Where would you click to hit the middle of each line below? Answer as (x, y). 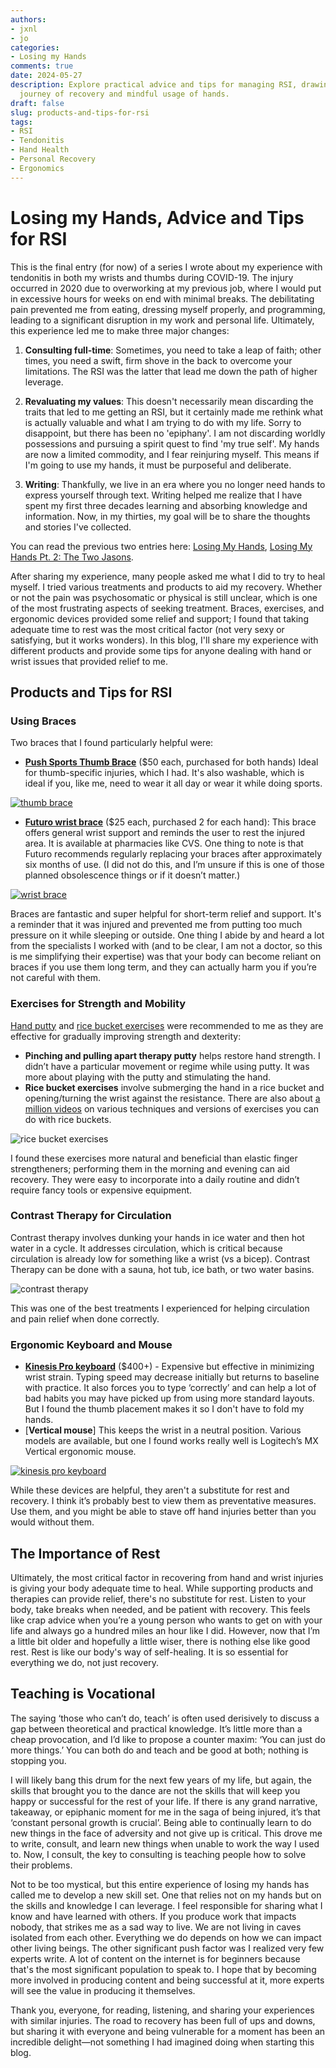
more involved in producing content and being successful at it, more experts (167, 1980)
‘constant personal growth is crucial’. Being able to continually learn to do (161, 1822)
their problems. (41, 1865)
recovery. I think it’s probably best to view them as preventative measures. (163, 1501)
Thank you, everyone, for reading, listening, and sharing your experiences (162, 2010)
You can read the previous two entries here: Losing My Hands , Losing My (161, 546)
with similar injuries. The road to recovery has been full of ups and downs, (163, 2020)
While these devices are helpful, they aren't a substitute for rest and (150, 1490)
